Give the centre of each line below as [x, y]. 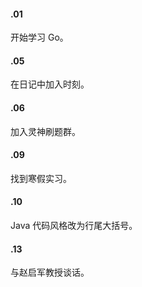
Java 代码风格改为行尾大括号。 [74, 226]
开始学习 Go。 [39, 37]
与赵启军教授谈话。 [50, 272]
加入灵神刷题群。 [45, 131]
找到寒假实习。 [41, 178]
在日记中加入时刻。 [50, 84]
